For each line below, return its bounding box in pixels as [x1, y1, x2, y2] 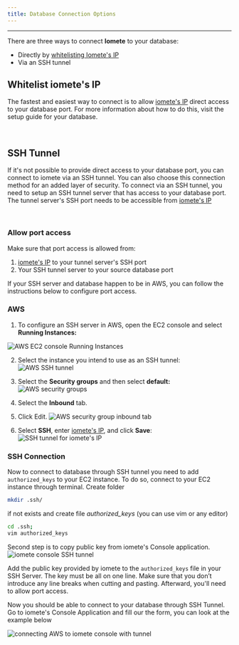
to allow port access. [7, 587, 69, 595]
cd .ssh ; [7, 523, 33, 530]
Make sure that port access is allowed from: [7, 243, 137, 253]
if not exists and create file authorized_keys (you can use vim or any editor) [7, 510, 228, 518]
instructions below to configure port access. [7, 286, 137, 295]
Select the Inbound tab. [17, 398, 87, 407]
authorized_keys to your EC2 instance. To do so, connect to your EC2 [7, 475, 211, 484]
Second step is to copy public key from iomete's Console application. [7, 542, 211, 551]
